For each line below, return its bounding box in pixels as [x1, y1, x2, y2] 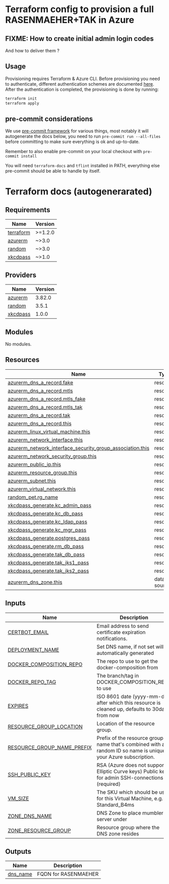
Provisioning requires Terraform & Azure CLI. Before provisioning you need [5, 76, 160, 82]
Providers [5, 270, 37, 279]
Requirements [5, 206, 50, 214]
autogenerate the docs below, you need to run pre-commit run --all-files [5, 133, 161, 140]
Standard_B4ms [96, 801, 135, 808]
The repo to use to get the [96, 657, 158, 664]
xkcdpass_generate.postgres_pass [8, 534, 90, 541]
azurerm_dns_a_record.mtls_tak [8, 403, 83, 411]
